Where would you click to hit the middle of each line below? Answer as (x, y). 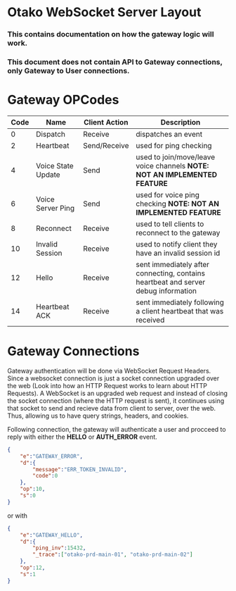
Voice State (55, 166)
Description (181, 122)
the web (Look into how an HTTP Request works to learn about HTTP (107, 385)
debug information (166, 291)
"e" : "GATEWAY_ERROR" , (51, 456)
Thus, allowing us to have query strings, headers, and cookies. (98, 416)
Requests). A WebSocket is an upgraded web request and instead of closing (118, 393)
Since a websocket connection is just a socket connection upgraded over (113, 378)
